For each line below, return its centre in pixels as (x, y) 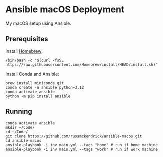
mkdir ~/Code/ (20, 127)
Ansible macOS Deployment (65, 9)
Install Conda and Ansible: (32, 74)
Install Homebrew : (24, 51)
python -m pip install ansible (38, 96)
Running (19, 112)
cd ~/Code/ (17, 132)
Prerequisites (27, 39)
